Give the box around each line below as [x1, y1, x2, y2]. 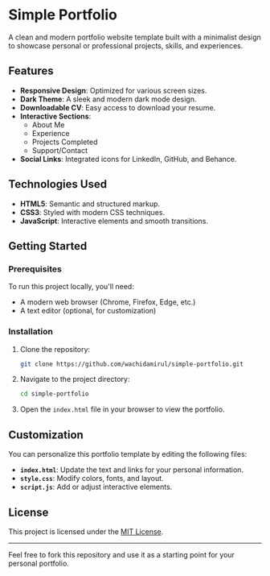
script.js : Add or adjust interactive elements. [19, 482, 173, 492]
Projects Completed [31, 137, 98, 147]
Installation [8, 326, 54, 338]
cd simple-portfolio [19, 390, 89, 398]
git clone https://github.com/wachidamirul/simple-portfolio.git [19, 360, 243, 368]
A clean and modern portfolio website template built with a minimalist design [8, 32, 261, 42]
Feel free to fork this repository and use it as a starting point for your [8, 549, 235, 559]
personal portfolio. [8, 558, 70, 568]
